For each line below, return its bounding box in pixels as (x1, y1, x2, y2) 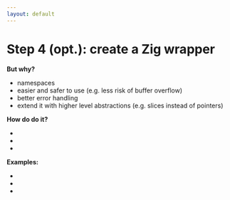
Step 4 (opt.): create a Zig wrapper (6, 41, 215, 57)
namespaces (16, 78, 55, 87)
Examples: (6, 157, 38, 166)
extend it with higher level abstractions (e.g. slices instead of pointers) (16, 101, 224, 110)
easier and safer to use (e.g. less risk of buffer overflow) (16, 86, 183, 95)
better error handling (16, 93, 78, 102)
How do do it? (6, 115, 48, 123)
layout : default (6, 10, 55, 18)
